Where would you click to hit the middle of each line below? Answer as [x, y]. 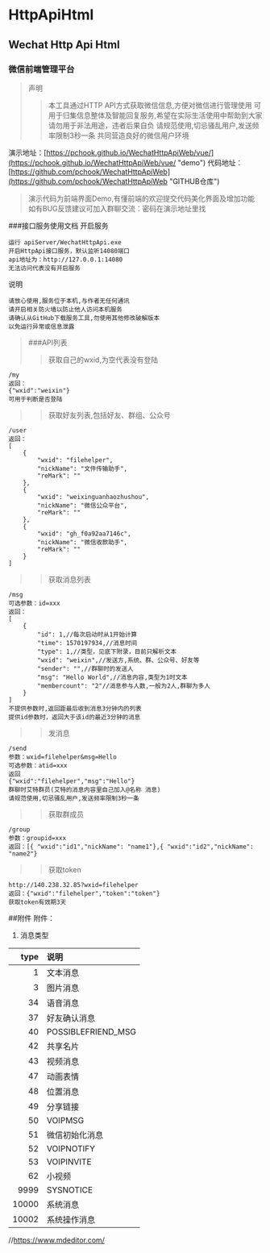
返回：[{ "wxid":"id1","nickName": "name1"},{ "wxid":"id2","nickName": [131, 847]
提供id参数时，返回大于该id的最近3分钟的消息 [75, 717]
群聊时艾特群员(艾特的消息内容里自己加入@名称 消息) [85, 789]
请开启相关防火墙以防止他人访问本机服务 [65, 309]
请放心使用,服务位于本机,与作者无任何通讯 [69, 301]
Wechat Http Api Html [64, 45]
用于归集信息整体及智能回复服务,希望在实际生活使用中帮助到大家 [155, 115]
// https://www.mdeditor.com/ [56, 1240]
